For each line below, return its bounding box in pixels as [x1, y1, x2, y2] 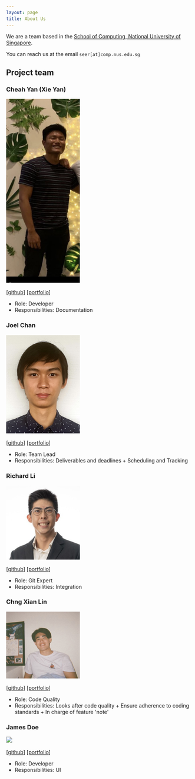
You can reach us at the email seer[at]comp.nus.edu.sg [6, 50, 140, 57]
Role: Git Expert [14, 576, 53, 584]
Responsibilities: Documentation [14, 307, 93, 314]
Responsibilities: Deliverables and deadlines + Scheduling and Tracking [14, 457, 189, 464]
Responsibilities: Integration [14, 583, 82, 590]
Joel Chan [6, 321, 36, 330]
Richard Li [6, 472, 35, 480]
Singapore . [6, 39, 33, 46]
